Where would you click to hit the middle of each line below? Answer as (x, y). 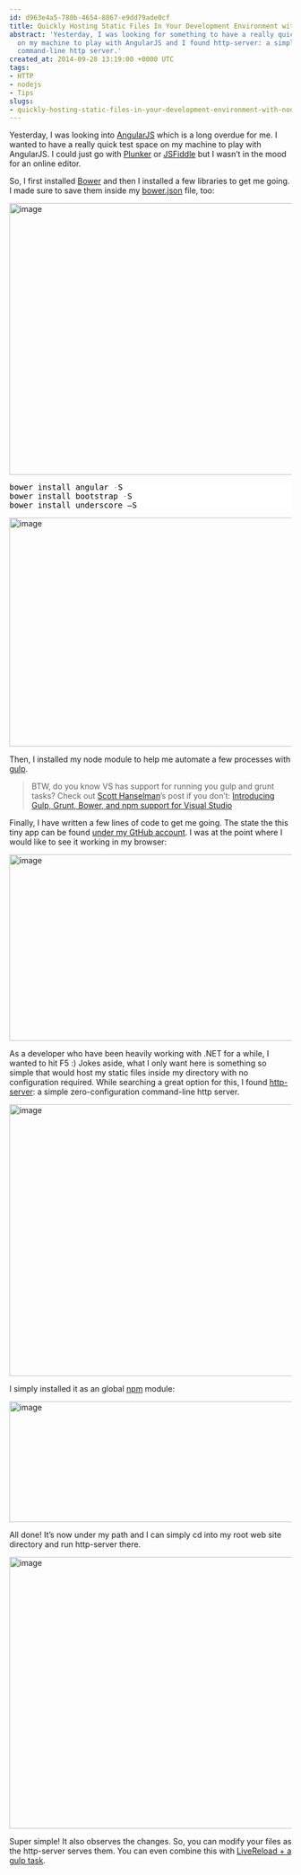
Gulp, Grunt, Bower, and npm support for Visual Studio (132, 806)
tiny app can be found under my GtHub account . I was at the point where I (146, 833)
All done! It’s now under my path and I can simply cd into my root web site (146, 1535)
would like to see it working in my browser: (88, 842)
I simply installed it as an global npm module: (92, 1389)
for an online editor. (45, 164)
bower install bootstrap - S (71, 496)
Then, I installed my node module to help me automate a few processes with (150, 759)
